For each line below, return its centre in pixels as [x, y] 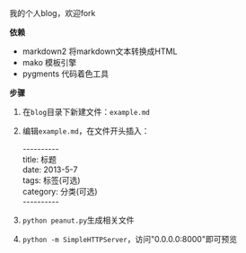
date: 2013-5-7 [50, 170]
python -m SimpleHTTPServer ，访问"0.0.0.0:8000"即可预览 [130, 239]
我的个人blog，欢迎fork [53, 13]
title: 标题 [39, 159]
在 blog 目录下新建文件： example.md [86, 112]
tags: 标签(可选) [51, 180]
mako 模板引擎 [49, 62]
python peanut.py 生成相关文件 [78, 220]
